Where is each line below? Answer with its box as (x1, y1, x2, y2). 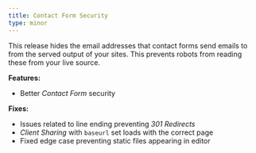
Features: (8, 73, 41, 82)
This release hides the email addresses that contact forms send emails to (8, 40, 248, 50)
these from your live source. (8, 57, 101, 67)
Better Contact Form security (19, 88, 116, 98)
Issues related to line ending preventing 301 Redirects (19, 119, 196, 128)
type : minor (8, 19, 48, 27)
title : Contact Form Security (8, 11, 109, 20)
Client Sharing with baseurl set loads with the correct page (19, 128, 214, 137)
